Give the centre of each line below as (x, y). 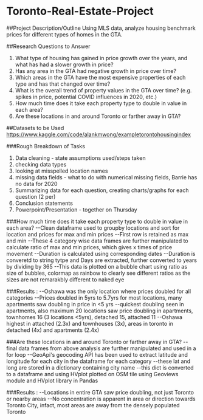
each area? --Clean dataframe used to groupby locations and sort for (93, 228)
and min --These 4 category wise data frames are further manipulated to (97, 241)
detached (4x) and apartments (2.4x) (53, 330)
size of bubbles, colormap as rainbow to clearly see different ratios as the (98, 273)
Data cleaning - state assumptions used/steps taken (80, 158)
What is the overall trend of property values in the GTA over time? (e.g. (103, 90)
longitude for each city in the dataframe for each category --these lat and (98, 361)
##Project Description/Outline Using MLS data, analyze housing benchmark (101, 28)
